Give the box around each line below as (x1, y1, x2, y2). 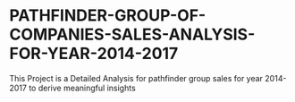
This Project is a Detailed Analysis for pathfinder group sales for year (9, 72, 264, 83)
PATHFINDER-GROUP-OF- (9, 5, 206, 26)
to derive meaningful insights (28, 82, 136, 93)
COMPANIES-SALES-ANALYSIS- (9, 24, 256, 45)
